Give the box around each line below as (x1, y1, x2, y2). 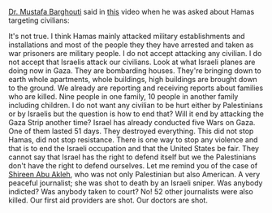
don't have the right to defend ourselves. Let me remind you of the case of (8, 161, 258, 170)
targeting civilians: (8, 15, 71, 25)
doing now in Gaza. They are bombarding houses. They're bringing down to (8, 66, 261, 76)
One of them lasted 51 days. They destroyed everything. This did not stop (8, 126, 254, 136)
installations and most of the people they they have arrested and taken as (8, 40, 254, 50)
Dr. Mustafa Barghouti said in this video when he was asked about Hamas (8, 7, 255, 16)
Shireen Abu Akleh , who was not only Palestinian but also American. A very (8, 170, 261, 179)
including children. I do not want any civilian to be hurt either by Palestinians (8, 101, 264, 110)
